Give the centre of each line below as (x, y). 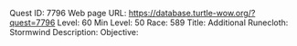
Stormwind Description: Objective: (74, 32)
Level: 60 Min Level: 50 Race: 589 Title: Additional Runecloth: (173, 23)
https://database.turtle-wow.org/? (192, 13)
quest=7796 (32, 23)
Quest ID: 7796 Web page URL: (68, 13)
